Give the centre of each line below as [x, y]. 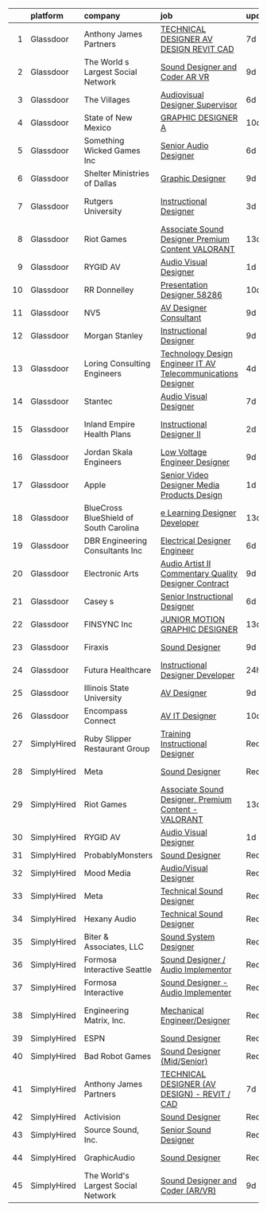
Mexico [98, 128]
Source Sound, [112, 1130]
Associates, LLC [114, 947]
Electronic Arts [111, 574]
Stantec [98, 401]
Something [104, 141]
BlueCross [103, 508]
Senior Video [184, 475]
